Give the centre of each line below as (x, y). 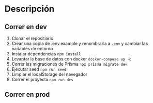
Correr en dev (26, 27)
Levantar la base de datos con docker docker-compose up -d (71, 59)
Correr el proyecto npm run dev (42, 79)
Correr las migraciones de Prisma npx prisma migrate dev (69, 64)
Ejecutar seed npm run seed (39, 69)
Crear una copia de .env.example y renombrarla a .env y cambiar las (80, 44)
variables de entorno (32, 49)
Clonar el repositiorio (32, 38)
